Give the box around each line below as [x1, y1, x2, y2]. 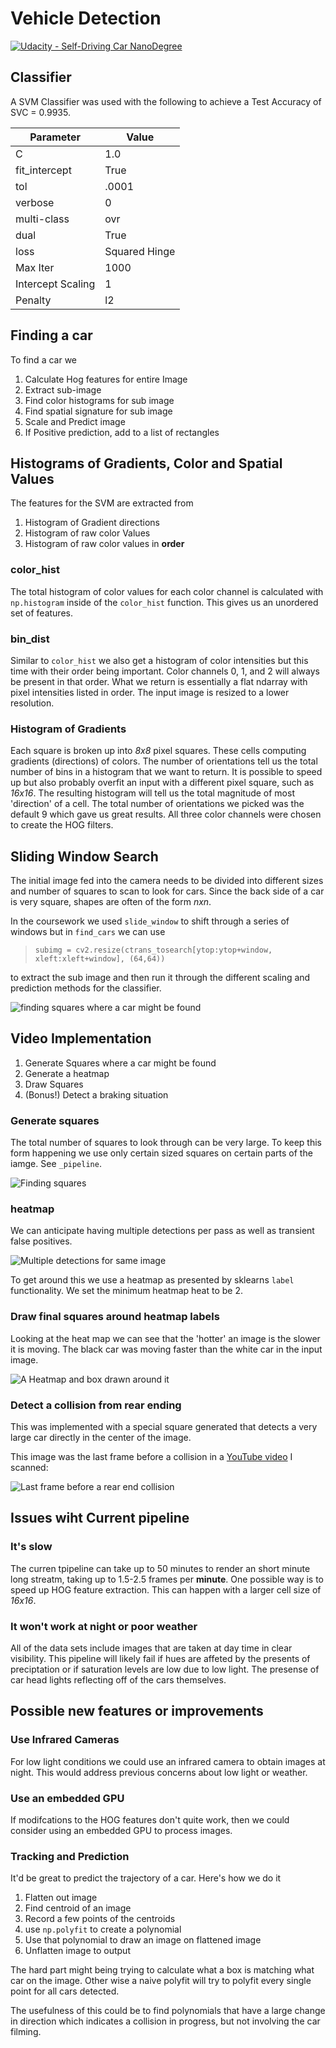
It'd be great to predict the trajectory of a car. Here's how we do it [10, 1872, 282, 1884]
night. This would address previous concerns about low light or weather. [10, 1766, 308, 1778]
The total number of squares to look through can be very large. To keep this [10, 1137, 322, 1149]
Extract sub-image [24, 383, 102, 396]
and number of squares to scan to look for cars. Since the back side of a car [10, 885, 325, 897]
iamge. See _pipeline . [10, 1158, 102, 1170]
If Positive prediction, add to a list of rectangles [24, 426, 220, 438]
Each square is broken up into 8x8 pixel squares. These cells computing [10, 745, 307, 757]
